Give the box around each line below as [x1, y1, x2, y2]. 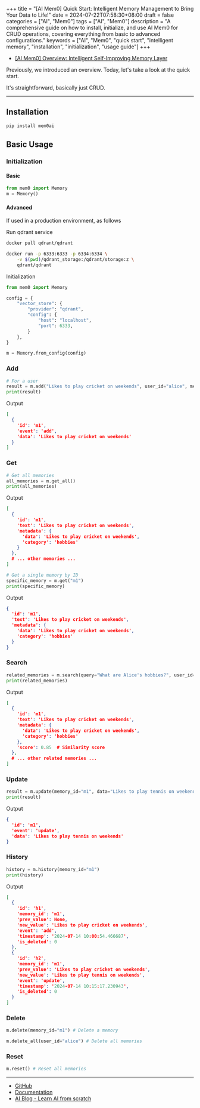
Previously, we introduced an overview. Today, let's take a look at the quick [6, 66, 190, 73]
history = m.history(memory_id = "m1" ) [6, 866, 100, 872]
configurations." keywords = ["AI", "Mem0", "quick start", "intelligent [6, 37, 174, 44]
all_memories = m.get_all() [6, 478, 76, 484]
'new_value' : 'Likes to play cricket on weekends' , [17, 922, 148, 928]
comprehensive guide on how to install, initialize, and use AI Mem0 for [6, 24, 179, 31]
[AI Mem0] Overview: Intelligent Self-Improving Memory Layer [14, 55, 168, 61]
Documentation [14, 1089, 53, 1096]
